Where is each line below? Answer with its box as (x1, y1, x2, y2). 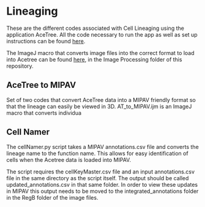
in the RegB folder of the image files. (6, 194, 99, 201)
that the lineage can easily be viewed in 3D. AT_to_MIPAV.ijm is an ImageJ (6, 103, 192, 110)
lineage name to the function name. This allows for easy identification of (6, 150, 188, 157)
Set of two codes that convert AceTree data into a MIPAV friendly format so (6, 96, 196, 103)
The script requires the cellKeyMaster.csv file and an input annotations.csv (6, 168, 195, 175)
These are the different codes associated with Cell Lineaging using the (6, 24, 185, 32)
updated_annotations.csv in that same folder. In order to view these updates (6, 181, 198, 188)
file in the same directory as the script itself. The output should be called (6, 174, 189, 181)
